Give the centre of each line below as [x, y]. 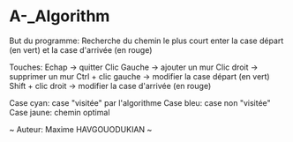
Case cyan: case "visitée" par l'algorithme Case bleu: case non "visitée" [140, 102]
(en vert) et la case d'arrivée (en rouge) [81, 49]
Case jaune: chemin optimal [60, 112]
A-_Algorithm [60, 16]
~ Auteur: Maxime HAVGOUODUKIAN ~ [81, 129]
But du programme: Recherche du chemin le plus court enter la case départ [146, 41]
